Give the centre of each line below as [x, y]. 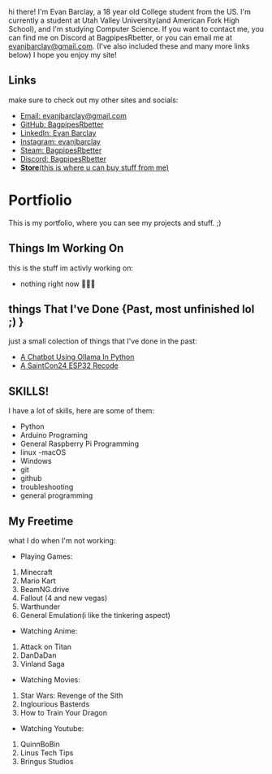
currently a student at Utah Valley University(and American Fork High [124, 20]
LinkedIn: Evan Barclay [58, 132]
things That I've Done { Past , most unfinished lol [132, 309]
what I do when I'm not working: [62, 541]
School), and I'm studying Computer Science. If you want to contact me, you [136, 29]
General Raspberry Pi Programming [80, 444]
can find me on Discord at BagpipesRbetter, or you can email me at [121, 37]
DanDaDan [38, 655]
